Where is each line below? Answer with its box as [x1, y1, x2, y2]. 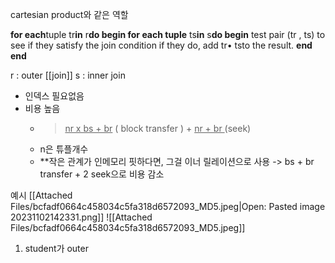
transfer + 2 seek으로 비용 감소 [39, 168, 165, 180]
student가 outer [24, 243, 89, 254]
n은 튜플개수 [39, 143, 89, 155]
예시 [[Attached [10, 189, 73, 201]
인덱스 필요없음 [24, 90, 85, 102]
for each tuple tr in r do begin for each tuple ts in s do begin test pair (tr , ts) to [10, 29, 326, 40]
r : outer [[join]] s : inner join [10, 69, 126, 81]
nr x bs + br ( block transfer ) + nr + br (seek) [64, 123, 252, 134]
